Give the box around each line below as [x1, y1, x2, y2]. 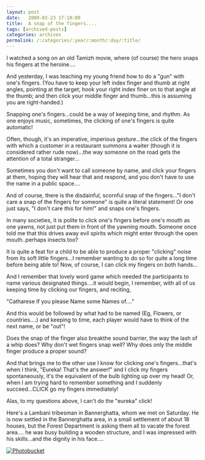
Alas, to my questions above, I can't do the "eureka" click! [6, 398, 152, 404]
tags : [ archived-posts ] [6, 26, 67, 32]
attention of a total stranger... [6, 155, 80, 162]
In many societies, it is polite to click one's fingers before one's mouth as [6, 217, 190, 224]
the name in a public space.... [6, 180, 81, 187]
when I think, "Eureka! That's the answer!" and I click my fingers [6, 366, 168, 373]
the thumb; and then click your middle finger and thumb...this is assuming [6, 92, 192, 99]
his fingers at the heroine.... [6, 61, 76, 68]
